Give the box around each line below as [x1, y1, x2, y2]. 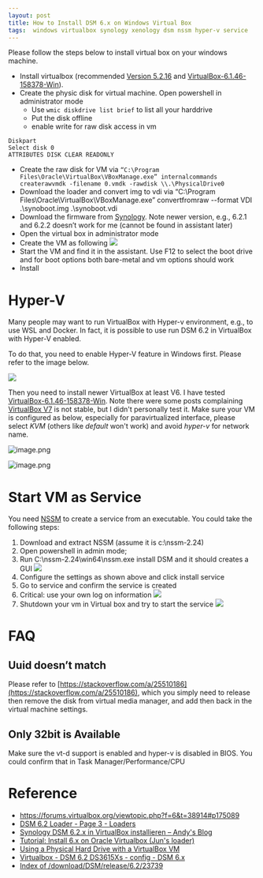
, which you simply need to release [137, 688, 250, 697]
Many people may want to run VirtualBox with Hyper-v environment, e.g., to [8, 317, 254, 327]
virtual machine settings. [8, 704, 88, 715]
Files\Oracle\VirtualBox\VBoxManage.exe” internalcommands [19, 173, 218, 182]
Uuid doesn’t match [8, 658, 106, 672]
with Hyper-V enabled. [8, 334, 81, 343]
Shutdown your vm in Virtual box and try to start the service [19, 599, 214, 609]
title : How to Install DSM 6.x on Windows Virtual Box [8, 19, 192, 27]
